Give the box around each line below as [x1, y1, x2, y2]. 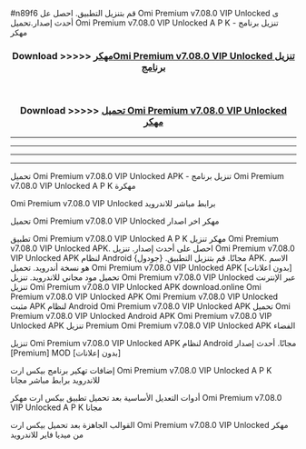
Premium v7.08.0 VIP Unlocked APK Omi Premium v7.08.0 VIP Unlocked [10, 291, 279, 302]
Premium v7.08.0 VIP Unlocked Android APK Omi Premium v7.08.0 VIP [10, 310, 272, 321]
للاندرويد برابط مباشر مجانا [10, 374, 101, 385]
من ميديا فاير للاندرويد [10, 429, 84, 440]
